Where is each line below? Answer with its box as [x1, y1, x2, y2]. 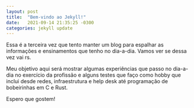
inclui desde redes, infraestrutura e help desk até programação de [6, 78, 168, 85]
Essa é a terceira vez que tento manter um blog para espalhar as [6, 41, 164, 48]
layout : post [6, 8, 39, 15]
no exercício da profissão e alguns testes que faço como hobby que [14, 71, 181, 78]
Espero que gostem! [6, 96, 56, 103]
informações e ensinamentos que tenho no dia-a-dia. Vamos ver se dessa [6, 48, 187, 55]
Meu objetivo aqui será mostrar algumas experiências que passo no [6, 66, 172, 73]
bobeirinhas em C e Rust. [6, 84, 68, 91]
